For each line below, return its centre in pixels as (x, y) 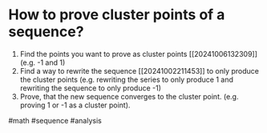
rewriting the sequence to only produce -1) (91, 88)
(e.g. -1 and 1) (42, 62)
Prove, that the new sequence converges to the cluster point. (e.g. (129, 96)
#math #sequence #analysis (55, 120)
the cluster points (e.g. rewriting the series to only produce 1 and (127, 79)
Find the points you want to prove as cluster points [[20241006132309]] (139, 54)
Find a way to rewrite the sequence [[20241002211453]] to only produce (139, 71)
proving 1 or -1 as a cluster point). (75, 105)
